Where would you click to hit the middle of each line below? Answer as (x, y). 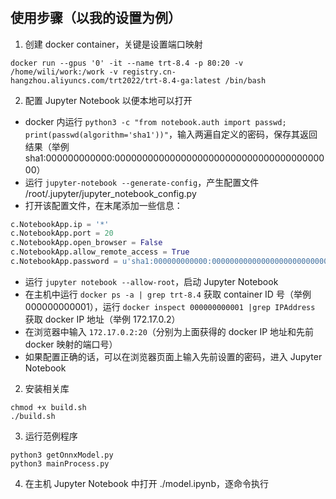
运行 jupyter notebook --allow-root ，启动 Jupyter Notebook (151, 281)
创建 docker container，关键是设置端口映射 (113, 44)
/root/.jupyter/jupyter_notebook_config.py (110, 193)
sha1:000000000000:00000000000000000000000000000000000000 (174, 158)
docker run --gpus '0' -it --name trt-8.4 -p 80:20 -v (127, 63)
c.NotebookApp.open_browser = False (86, 243)
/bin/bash (245, 80)
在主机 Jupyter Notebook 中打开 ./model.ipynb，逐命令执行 (146, 483)
